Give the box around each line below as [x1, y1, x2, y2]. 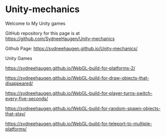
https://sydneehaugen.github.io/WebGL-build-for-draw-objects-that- [5, 75, 149, 81]
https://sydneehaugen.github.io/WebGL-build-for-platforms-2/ [5, 65, 136, 71]
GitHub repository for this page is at [5, 30, 80, 36]
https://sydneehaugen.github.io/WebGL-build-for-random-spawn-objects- [5, 105, 161, 111]
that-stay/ [5, 111, 26, 117]
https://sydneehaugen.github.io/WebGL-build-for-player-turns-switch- [5, 90, 153, 96]
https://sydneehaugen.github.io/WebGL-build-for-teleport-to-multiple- [5, 120, 152, 126]
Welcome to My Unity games [5, 20, 66, 26]
